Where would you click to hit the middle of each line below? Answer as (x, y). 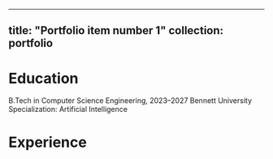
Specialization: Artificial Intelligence (68, 110)
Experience (48, 142)
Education (43, 78)
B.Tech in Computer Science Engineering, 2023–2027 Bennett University (130, 101)
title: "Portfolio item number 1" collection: (116, 30)
